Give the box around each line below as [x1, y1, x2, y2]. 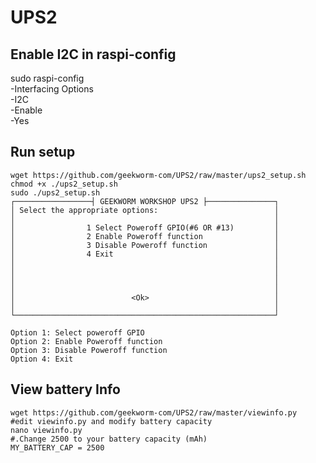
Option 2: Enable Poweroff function [10, 336, 163, 346]
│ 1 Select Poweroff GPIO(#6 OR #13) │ [10, 222, 280, 233]
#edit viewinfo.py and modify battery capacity [10, 416, 213, 426]
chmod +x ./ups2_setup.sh [10, 179, 118, 189]
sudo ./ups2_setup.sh [10, 187, 101, 198]
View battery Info [10, 381, 121, 398]
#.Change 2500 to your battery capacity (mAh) [10, 434, 208, 444]
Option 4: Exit [10, 354, 74, 364]
